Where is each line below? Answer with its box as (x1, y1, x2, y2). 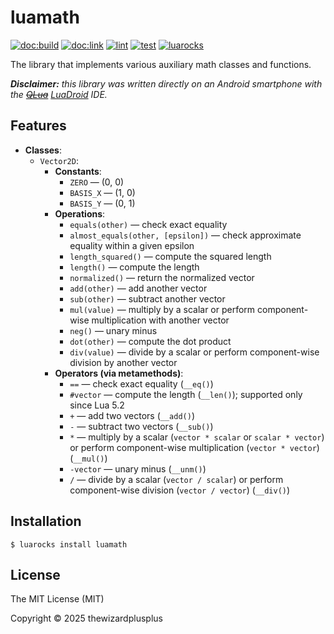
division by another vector (69, 356, 178, 368)
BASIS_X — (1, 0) (69, 186, 136, 198)
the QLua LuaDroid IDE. (10, 88, 108, 100)
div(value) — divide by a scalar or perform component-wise (69, 346, 320, 358)
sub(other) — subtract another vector (69, 292, 226, 305)
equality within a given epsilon (69, 239, 195, 251)
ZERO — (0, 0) (69, 176, 125, 188)
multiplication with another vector (91, 314, 230, 326)
